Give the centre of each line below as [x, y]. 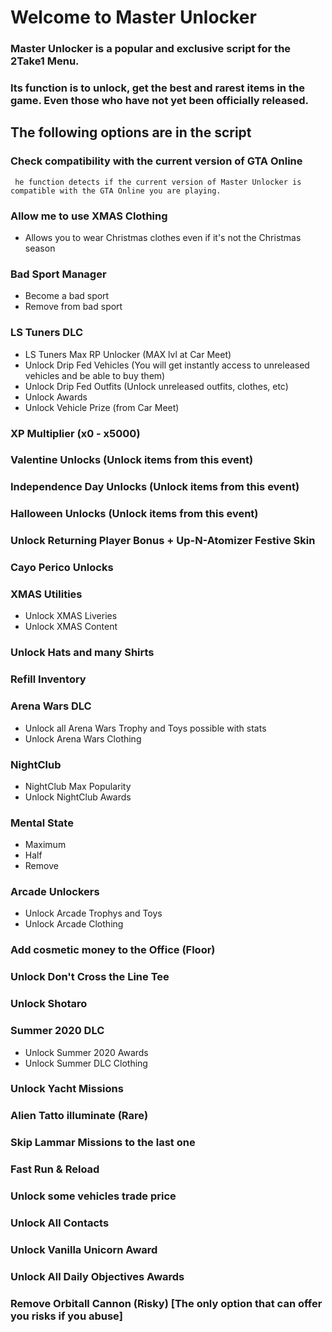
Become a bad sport [67, 296]
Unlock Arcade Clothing [74, 924]
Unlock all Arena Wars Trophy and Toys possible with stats [145, 728]
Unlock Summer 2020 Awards [86, 1052]
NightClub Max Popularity [78, 786]
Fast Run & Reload [55, 1169]
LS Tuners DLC [47, 333]
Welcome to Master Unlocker [133, 17]
